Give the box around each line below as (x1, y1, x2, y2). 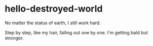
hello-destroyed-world (5, 3, 103, 15)
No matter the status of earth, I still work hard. (5, 20, 101, 26)
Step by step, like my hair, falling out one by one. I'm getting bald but (5, 29, 148, 35)
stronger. (5, 35, 24, 41)
